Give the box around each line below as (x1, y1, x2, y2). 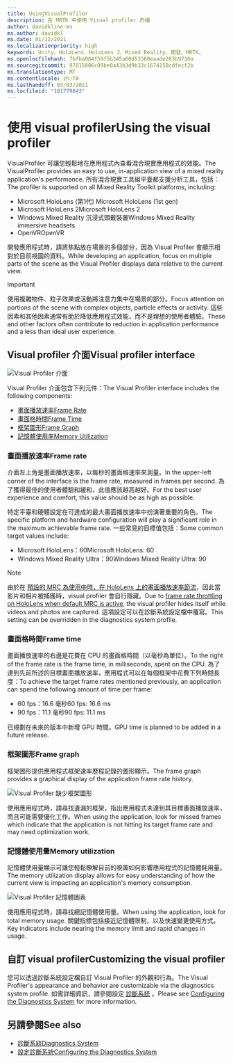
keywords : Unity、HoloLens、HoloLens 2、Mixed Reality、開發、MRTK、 (7, 49, 205, 56)
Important (7, 280, 35, 289)
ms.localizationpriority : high (7, 42, 98, 49)
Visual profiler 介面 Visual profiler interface (7, 349, 196, 361)
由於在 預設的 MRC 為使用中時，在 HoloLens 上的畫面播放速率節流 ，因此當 (7, 583, 221, 591)
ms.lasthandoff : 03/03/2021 (7, 81, 89, 88)
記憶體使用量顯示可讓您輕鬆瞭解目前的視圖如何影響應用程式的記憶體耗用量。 (7, 863, 226, 872)
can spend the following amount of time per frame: (7, 685, 153, 694)
